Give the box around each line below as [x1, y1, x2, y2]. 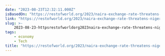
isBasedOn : [5, 12, 27, 17]
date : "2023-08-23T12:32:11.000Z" [5, 7, 76, 12]
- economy [14, 35, 34, 39]
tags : [5, 30, 16, 35]
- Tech [14, 39, 27, 44]
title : [5, 43, 19, 48]
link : [5, 16, 16, 21]
